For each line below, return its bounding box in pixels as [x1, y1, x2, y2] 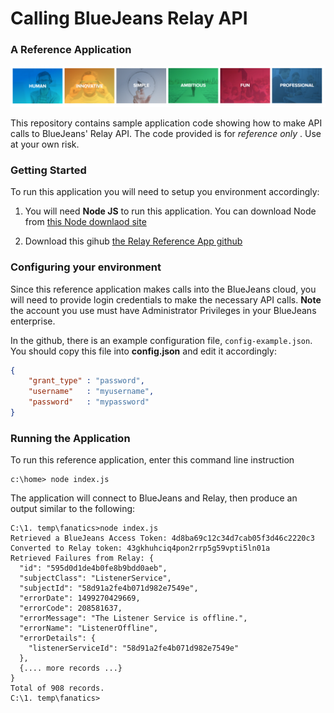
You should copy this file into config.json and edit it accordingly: [10, 345, 277, 357]
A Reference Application [10, 43, 132, 57]
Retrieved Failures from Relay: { [10, 553, 155, 564]
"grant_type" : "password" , [28, 376, 145, 386]
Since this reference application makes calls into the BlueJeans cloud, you [10, 283, 317, 295]
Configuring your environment [10, 260, 162, 274]
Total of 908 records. [10, 683, 105, 694]
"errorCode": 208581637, [19, 603, 123, 614]
